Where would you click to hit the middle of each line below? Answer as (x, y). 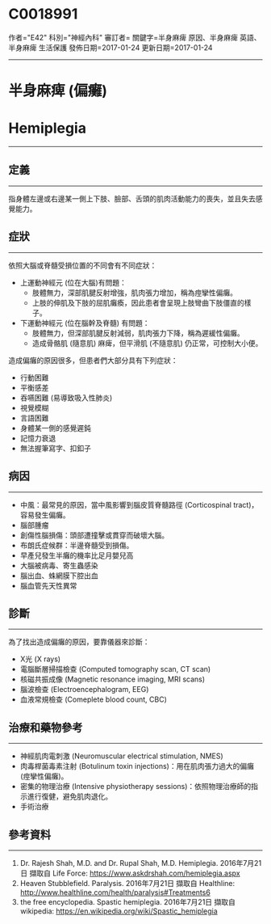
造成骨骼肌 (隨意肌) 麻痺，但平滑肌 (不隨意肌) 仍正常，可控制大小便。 (147, 343)
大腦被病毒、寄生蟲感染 (59, 565)
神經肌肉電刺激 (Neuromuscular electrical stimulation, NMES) (121, 756)
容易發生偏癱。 (45, 515)
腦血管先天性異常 (48, 585)
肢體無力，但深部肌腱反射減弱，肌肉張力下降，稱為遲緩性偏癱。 (138, 333)
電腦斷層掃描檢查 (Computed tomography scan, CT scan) (115, 669)
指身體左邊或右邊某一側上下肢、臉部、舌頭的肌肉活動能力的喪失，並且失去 (132, 198)
